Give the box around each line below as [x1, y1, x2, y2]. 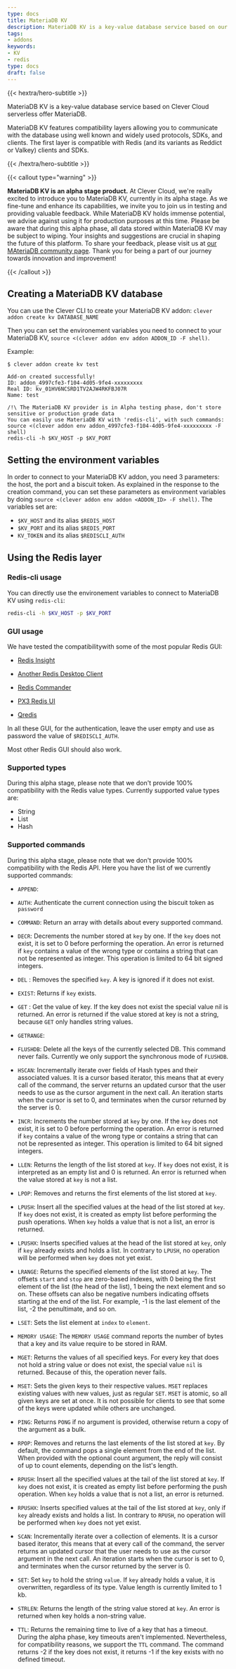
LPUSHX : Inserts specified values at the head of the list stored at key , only [17, 1238, 227, 1247]
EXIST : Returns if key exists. [17, 989, 97, 997]
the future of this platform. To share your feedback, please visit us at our [7, 239, 217, 247]
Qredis [17, 710, 37, 718]
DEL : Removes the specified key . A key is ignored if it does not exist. [17, 975, 215, 984]
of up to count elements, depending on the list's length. [17, 1461, 178, 1469]
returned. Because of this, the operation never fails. [17, 1368, 167, 1376]
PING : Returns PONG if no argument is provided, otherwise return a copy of [17, 1417, 229, 1426]
